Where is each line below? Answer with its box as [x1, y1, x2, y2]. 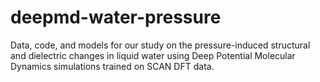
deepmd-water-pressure [10, 6, 222, 29]
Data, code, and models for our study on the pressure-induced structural [10, 39, 311, 51]
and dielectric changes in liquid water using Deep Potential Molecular [10, 49, 296, 61]
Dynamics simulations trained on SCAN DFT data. [10, 60, 215, 72]
